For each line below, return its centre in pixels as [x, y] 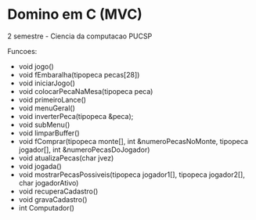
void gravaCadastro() [53, 199]
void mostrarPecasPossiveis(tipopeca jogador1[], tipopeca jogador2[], [132, 175]
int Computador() [47, 207]
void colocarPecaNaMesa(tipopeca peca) [86, 91]
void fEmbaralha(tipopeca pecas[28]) [79, 74]
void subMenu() [44, 124]
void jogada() [40, 166]
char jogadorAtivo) [49, 182]
